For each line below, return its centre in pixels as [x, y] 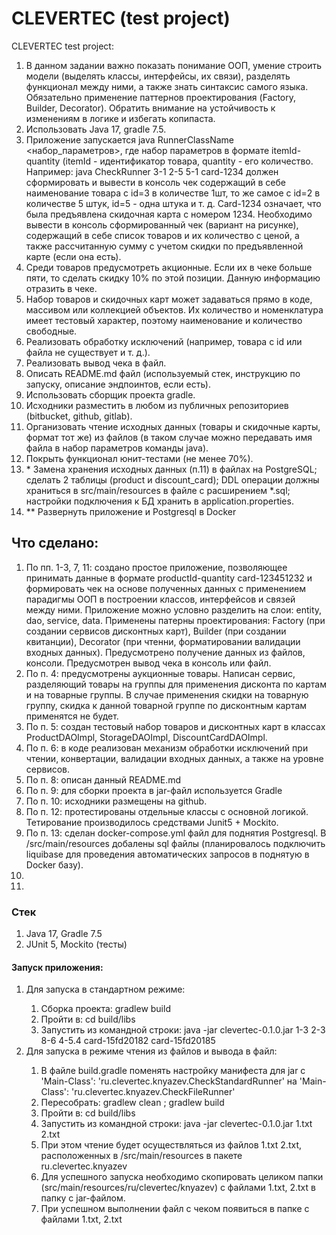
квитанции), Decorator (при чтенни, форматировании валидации [163, 641]
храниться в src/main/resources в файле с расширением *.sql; [158, 490]
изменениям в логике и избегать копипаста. [120, 118]
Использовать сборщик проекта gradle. [110, 394]
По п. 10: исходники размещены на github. [116, 801]
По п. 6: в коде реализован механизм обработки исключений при [167, 748]
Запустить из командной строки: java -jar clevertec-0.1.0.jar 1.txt [176, 1124]
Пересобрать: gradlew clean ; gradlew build [132, 1103]
